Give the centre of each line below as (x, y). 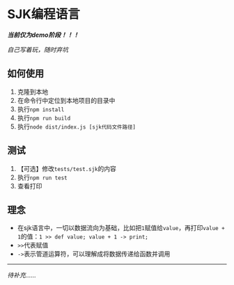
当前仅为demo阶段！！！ (43, 35)
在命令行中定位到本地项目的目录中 (66, 100)
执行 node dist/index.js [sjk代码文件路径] (76, 127)
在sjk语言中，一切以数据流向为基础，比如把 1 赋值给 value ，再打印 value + (121, 228)
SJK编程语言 (44, 14)
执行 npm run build (44, 117)
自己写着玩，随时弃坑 (38, 49)
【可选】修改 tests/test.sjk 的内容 (67, 168)
